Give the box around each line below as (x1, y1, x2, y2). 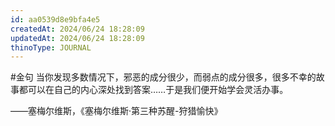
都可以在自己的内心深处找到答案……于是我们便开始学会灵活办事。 (18, 84, 289, 96)
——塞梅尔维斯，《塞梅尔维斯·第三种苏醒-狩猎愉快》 (10, 105, 223, 117)
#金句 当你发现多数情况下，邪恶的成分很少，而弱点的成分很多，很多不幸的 (10, 71, 317, 83)
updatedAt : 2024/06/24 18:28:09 (10, 33, 145, 43)
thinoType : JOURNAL (10, 42, 92, 53)
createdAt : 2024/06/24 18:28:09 (10, 24, 145, 34)
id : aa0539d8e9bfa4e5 (10, 14, 101, 25)
